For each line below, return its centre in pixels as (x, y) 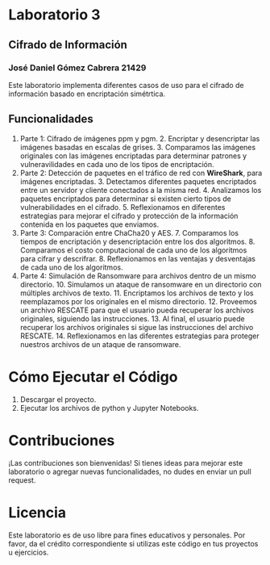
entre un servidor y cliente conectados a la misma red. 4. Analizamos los (141, 190)
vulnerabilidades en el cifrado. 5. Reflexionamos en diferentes (123, 207)
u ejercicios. (29, 552)
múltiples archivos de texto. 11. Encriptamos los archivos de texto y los (137, 293)
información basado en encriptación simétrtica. (87, 94)
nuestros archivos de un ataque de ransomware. (100, 344)
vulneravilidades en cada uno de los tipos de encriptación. (117, 164)
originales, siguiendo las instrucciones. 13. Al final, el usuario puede (132, 318)
